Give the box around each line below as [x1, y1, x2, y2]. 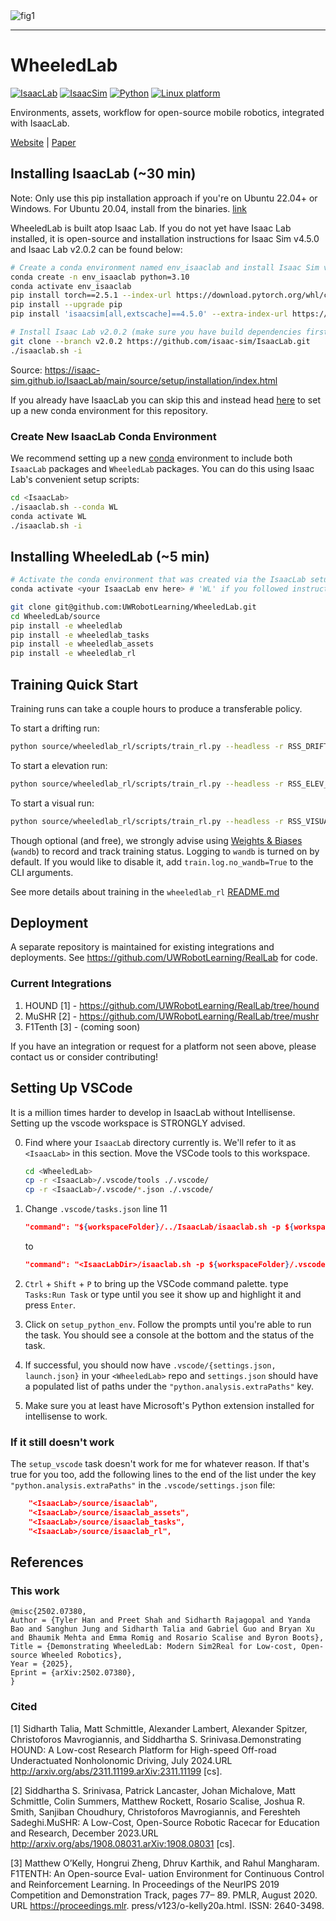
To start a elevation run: [10, 759, 108, 771]
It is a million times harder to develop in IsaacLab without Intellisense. [10, 1106, 296, 1118]
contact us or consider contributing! [10, 1050, 159, 1063]
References [10, 1554, 84, 1571]
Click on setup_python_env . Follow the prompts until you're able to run [24, 1318, 312, 1330]
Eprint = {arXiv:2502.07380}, [10, 1668, 137, 1678]
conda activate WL [10, 511, 87, 521]
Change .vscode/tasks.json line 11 [24, 1203, 168, 1215]
